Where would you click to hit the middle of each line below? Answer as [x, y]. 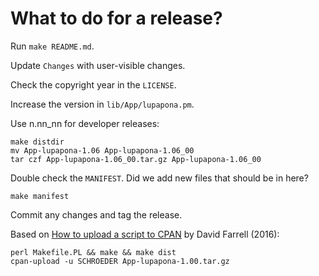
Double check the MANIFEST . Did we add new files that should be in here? [159, 178]
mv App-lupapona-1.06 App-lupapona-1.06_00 [102, 150]
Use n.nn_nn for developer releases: [85, 123]
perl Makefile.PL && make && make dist [93, 252]
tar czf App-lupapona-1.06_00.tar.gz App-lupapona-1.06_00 [136, 159]
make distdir [37, 142]
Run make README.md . [52, 46]
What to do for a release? [116, 18]
